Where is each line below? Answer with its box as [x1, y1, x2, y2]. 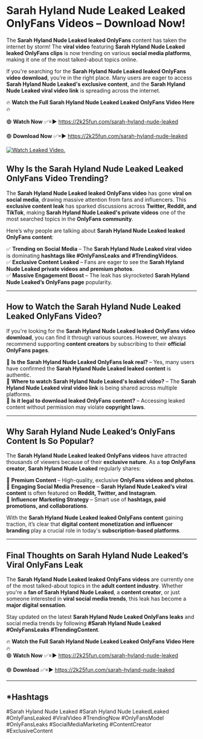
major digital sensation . [6, 601, 67, 609]
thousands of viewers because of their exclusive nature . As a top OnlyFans [6, 459, 196, 466]
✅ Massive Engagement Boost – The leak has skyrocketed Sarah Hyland [6, 271, 190, 279]
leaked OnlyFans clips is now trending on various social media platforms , [6, 49, 192, 56]
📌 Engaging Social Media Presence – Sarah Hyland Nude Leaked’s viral [6, 483, 187, 491]
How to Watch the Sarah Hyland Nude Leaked [6, 302, 181, 312]
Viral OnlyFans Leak [6, 560, 83, 570]
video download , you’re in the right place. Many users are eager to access [6, 74, 192, 81]
